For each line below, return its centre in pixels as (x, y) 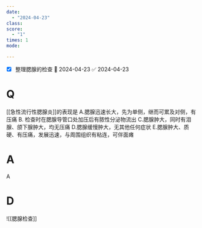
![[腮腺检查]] (22, 218)
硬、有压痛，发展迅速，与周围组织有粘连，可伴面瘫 (70, 134)
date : (13, 12)
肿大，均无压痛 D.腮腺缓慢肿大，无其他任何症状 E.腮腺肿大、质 (111, 127)
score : (15, 29)
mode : (13, 46)
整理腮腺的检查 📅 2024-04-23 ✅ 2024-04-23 (72, 69)
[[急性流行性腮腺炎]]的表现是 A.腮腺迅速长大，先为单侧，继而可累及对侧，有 (101, 112)
